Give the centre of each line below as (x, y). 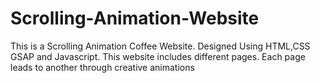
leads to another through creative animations (102, 67)
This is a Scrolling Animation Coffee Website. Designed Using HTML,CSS (160, 46)
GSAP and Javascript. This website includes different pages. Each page (158, 56)
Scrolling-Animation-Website (135, 18)
